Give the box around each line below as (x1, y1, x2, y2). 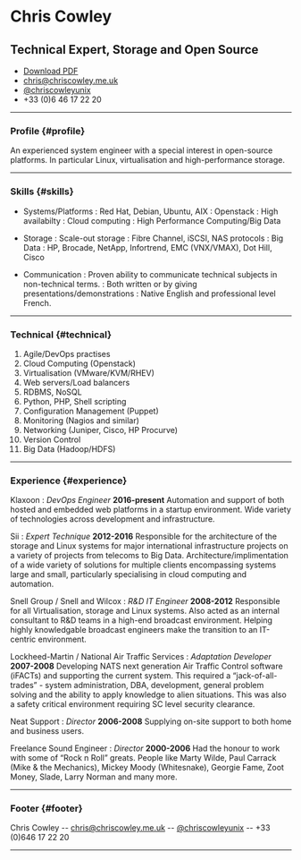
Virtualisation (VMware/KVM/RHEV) (22, 367, 155, 378)
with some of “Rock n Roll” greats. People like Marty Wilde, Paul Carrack (10, 753, 277, 763)
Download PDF (22, 65, 79, 76)
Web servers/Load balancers (22, 377, 130, 387)
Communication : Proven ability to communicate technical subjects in (22, 268, 278, 279)
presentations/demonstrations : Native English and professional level (22, 288, 276, 299)
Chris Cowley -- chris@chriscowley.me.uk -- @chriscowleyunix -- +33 (10, 822, 271, 833)
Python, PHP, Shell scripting (22, 396, 127, 406)
